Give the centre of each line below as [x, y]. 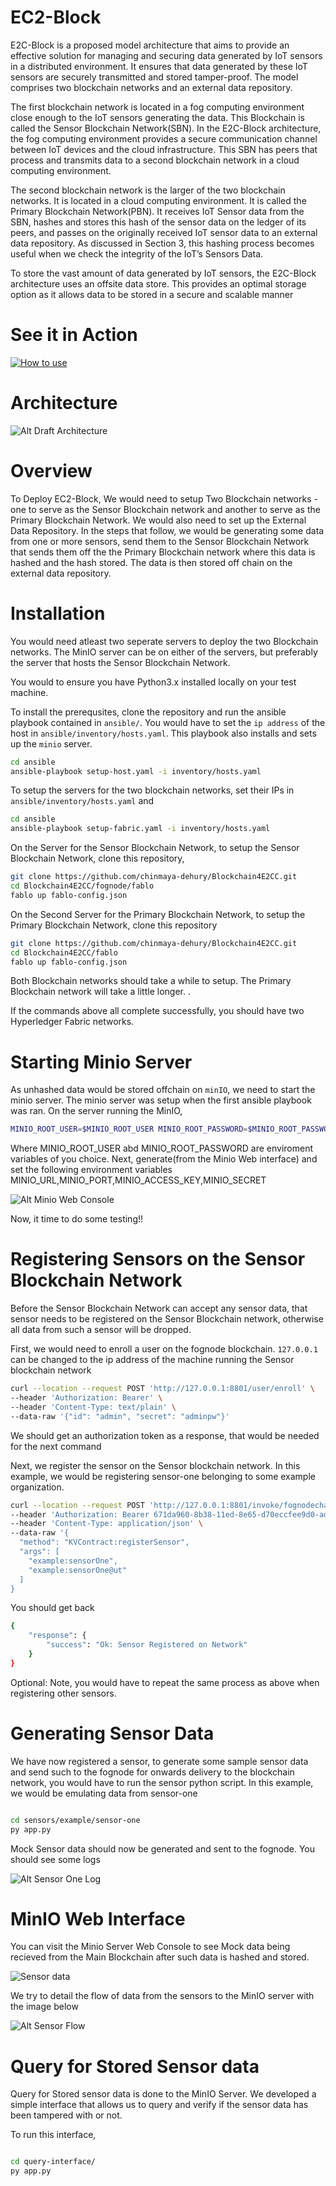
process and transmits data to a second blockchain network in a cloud [155, 160]
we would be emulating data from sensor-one [104, 1793]
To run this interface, [53, 2135]
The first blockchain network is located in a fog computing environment [157, 107]
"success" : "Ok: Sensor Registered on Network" [147, 1645]
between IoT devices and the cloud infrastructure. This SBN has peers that [164, 149]
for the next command [56, 1446]
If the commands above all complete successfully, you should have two [157, 1011]
